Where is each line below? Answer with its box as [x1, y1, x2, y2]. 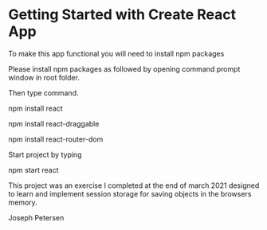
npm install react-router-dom [8, 134, 104, 144]
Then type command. [8, 88, 79, 97]
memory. [8, 197, 37, 207]
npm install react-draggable [8, 119, 100, 128]
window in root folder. [8, 72, 80, 82]
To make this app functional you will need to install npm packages [8, 49, 225, 58]
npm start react [8, 165, 59, 174]
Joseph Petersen [8, 212, 65, 222]
